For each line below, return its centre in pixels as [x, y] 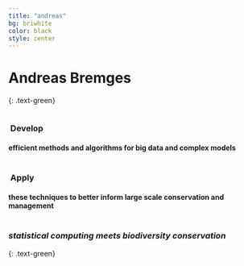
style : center [32, 38]
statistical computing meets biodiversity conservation [117, 236]
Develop [27, 128]
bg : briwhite [30, 23]
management [31, 206]
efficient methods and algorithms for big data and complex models [122, 148]
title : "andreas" [37, 16]
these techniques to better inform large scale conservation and [116, 197]
